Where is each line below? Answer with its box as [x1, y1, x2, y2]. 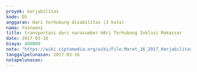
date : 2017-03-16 [6, 35, 49, 41]
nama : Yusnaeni [6, 24, 43, 31]
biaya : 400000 [6, 41, 41, 47]
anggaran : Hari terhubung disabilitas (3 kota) [6, 19, 125, 25]
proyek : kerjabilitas [6, 8, 59, 15]
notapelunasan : [6, 57, 43, 63]
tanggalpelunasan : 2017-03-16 [6, 52, 80, 57]
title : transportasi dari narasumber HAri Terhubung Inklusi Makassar [6, 30, 182, 36]
